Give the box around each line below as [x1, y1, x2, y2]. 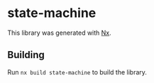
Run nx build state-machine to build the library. [7, 67, 148, 76]
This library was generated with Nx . [7, 28, 111, 37]
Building [7, 49, 45, 61]
